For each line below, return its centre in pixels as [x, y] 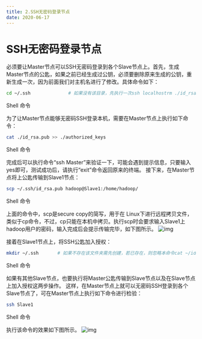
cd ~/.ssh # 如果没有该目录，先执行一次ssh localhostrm [89, 93]
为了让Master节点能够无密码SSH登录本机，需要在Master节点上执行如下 [95, 119]
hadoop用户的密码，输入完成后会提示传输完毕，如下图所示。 [82, 229]
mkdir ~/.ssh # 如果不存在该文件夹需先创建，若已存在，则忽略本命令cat [95, 253]
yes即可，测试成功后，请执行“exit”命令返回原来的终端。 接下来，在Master [98, 170]
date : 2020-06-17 [28, 17]
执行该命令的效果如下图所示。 [43, 329]
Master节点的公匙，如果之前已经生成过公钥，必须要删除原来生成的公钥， [96, 74]
